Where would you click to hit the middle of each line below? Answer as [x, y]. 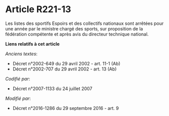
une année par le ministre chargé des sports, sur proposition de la [74, 28]
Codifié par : [18, 79]
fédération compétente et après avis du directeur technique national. [77, 34]
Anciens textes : [22, 54]
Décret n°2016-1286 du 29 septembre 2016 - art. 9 [66, 108]
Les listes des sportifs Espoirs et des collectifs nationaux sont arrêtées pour [84, 23]
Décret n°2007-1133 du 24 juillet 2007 [52, 88]
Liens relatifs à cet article [32, 44]
